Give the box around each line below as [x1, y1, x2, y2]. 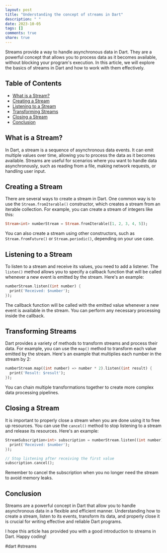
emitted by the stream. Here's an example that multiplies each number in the [5, 351, 162, 357]
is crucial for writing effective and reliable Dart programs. [5, 519, 122, 525]
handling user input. [5, 168, 46, 174]
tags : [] [5, 26, 23, 31]
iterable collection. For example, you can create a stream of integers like [5, 206, 153, 212]
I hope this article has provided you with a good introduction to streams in [5, 528, 156, 535]
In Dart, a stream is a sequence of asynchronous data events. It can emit [5, 147, 154, 153]
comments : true [5, 30, 37, 35]
